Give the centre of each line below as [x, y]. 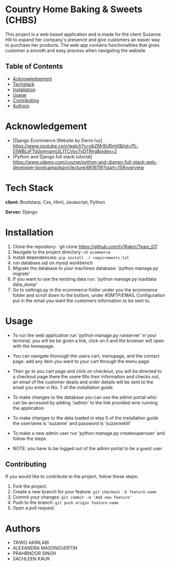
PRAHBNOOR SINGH [35, 553]
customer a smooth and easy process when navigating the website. [76, 50]
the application [28, 408]
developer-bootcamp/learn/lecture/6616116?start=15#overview [78, 167]
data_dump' [25, 284]
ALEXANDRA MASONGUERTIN [45, 548]
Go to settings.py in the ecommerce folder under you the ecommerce [85, 290]
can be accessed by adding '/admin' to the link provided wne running [85, 402]
